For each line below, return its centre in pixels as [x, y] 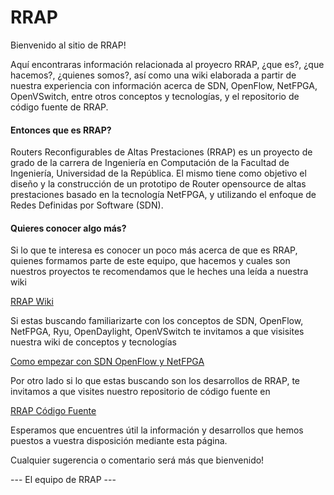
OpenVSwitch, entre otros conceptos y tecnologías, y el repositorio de [155, 96]
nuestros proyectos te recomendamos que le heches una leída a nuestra [159, 272]
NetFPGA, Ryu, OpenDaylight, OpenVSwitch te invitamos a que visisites [157, 332]
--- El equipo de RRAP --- [63, 480]
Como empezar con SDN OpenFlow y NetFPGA [107, 362]
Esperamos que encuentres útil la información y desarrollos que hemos [157, 430]
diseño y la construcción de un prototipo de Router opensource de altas [158, 184]
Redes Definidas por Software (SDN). [87, 205]
